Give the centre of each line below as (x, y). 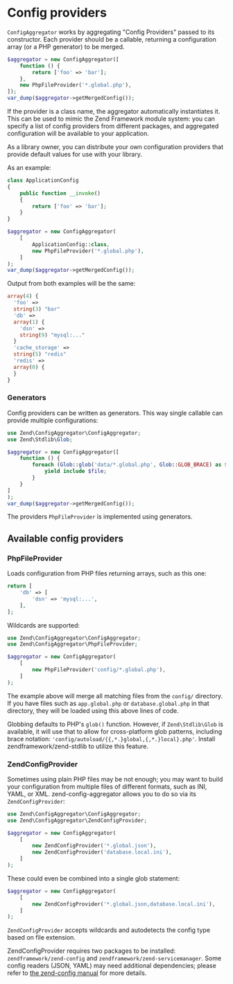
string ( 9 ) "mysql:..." (52, 335)
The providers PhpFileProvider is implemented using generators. (100, 517)
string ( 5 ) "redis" (40, 354)
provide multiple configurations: (53, 420)
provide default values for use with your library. (75, 155)
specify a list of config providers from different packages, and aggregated (113, 126)
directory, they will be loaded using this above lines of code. (93, 710)
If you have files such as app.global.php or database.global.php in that (108, 703)
